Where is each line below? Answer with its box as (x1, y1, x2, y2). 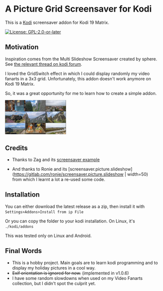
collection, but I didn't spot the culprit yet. (12, 280, 96, 286)
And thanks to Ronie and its (12, 166, 67, 172)
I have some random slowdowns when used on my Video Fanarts (12, 275, 143, 281)
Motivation (5, 43, 39, 52)
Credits (5, 144, 28, 152)
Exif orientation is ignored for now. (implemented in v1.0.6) (12, 270, 129, 276)
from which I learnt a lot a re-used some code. (12, 177, 106, 182)
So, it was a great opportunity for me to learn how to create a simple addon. (5, 90, 157, 96)
